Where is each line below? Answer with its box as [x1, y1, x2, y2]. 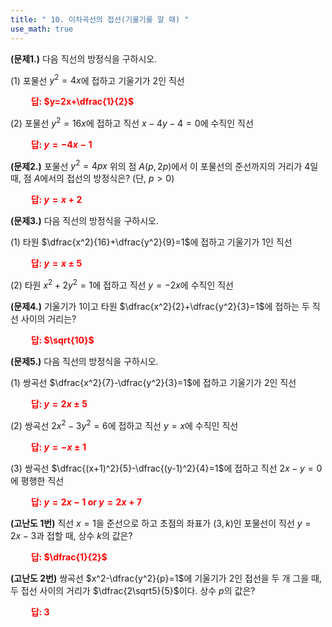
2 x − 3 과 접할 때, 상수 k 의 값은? [10, 529, 133, 541]
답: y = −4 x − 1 [30, 138, 93, 150]
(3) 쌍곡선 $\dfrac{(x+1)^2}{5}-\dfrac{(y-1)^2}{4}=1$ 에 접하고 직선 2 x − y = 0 [10, 462, 323, 474]
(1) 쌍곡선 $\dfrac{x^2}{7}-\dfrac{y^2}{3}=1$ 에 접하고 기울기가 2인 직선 [10, 377, 297, 389]
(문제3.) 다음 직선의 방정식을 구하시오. [10, 215, 159, 227]
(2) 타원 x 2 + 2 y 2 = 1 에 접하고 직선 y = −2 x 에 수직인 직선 [10, 277, 234, 291]
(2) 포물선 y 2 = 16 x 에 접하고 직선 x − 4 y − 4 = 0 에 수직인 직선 [10, 116, 254, 129]
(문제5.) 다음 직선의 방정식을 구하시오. [10, 356, 159, 368]
